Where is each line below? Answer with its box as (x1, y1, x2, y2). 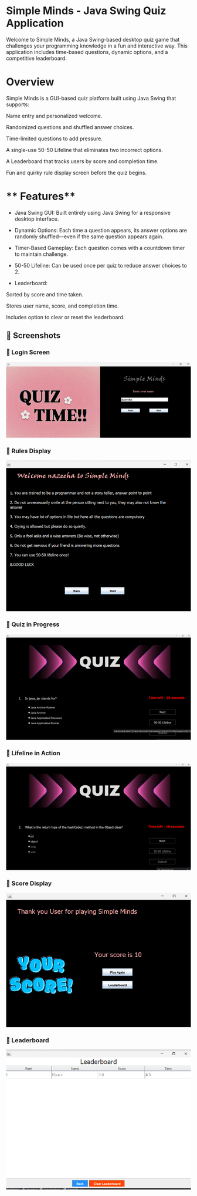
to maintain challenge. (14, 251, 69, 258)
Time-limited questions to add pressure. (6, 135, 103, 142)
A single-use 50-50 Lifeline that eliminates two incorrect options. (6, 146, 163, 153)
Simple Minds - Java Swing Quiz (6, 4, 167, 18)
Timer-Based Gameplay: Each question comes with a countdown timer (14, 244, 185, 251)
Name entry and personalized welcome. (6, 112, 103, 119)
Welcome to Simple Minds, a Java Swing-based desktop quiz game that (6, 36, 180, 43)
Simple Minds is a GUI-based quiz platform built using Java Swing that (6, 94, 176, 102)
